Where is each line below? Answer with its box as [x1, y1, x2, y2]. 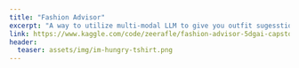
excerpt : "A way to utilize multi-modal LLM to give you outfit [9, 21, 253, 30]
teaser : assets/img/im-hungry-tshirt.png [17, 46, 174, 55]
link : [9, 29, 29, 38]
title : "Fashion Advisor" [9, 12, 105, 22]
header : [9, 37, 38, 47]
